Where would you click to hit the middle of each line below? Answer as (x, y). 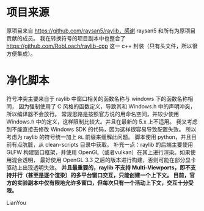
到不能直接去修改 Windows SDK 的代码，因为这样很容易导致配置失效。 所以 (101, 129)
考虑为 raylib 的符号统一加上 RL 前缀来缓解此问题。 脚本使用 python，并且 (99, 137)
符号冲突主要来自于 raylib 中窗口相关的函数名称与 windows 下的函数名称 (97, 98)
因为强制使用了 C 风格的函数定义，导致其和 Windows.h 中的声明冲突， (107, 106)
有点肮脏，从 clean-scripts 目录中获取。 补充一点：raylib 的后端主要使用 (102, 144)
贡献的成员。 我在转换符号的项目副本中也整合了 (66, 38)
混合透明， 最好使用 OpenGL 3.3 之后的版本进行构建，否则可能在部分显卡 (104, 160)
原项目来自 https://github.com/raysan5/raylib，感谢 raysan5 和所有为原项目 (101, 31)
